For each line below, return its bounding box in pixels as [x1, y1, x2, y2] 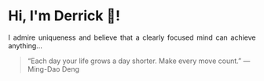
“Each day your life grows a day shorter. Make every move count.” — [27, 56, 251, 65]
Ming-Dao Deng [27, 64, 80, 73]
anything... [8, 40, 43, 50]
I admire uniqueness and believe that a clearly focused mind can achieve [8, 33, 256, 42]
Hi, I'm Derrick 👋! [8, 7, 120, 25]
